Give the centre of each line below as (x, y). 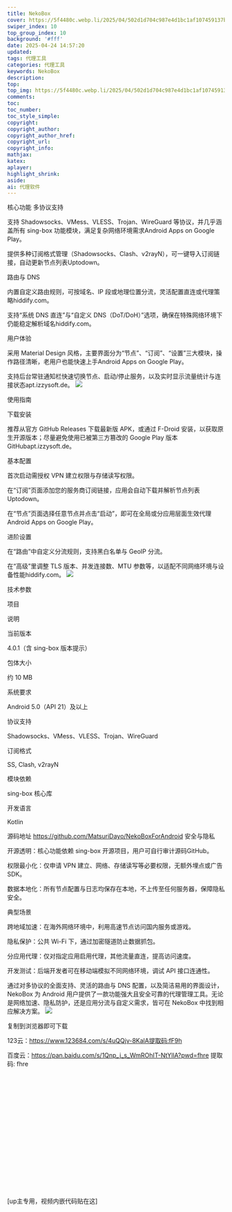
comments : (21, 97)
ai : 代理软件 (24, 187)
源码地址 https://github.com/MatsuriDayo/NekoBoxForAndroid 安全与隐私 (111, 837)
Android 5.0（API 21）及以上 (48, 707)
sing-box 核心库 (30, 794)
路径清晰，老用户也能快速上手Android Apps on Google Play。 (100, 362)
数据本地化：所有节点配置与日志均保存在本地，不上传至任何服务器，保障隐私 (116, 889)
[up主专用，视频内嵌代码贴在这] (52, 1201)
